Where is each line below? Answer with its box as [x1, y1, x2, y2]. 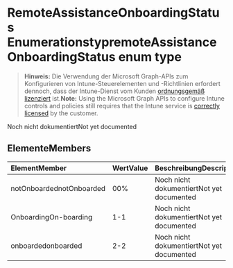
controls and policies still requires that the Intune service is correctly [24, 101, 221, 110]
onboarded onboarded [10, 241, 83, 251]
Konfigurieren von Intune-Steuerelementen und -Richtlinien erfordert [24, 79, 221, 87]
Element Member [10, 163, 67, 173]
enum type [118, 49, 182, 65]
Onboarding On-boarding [10, 212, 93, 221]
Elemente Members [7, 142, 92, 154]
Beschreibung [155, 163, 202, 173]
